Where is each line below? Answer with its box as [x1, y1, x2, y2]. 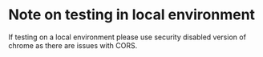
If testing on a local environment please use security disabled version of [8, 32, 247, 42]
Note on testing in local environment [8, 6, 255, 24]
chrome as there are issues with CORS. [8, 40, 138, 50]
